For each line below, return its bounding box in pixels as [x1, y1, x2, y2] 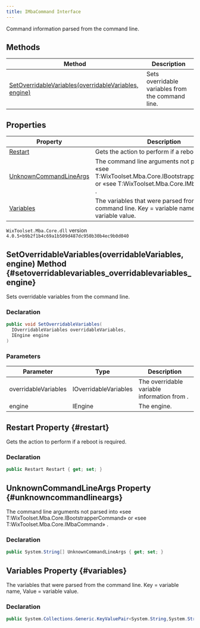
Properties [6, 120, 46, 130]
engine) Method [6, 258, 67, 268]
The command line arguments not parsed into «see [6, 508, 132, 515]
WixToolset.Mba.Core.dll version [6, 227, 87, 234]
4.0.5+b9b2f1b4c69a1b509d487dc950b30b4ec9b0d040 [6, 233, 129, 239]
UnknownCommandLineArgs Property [6, 483, 151, 493]
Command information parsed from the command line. [6, 25, 140, 32]
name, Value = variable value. [6, 588, 79, 595]
